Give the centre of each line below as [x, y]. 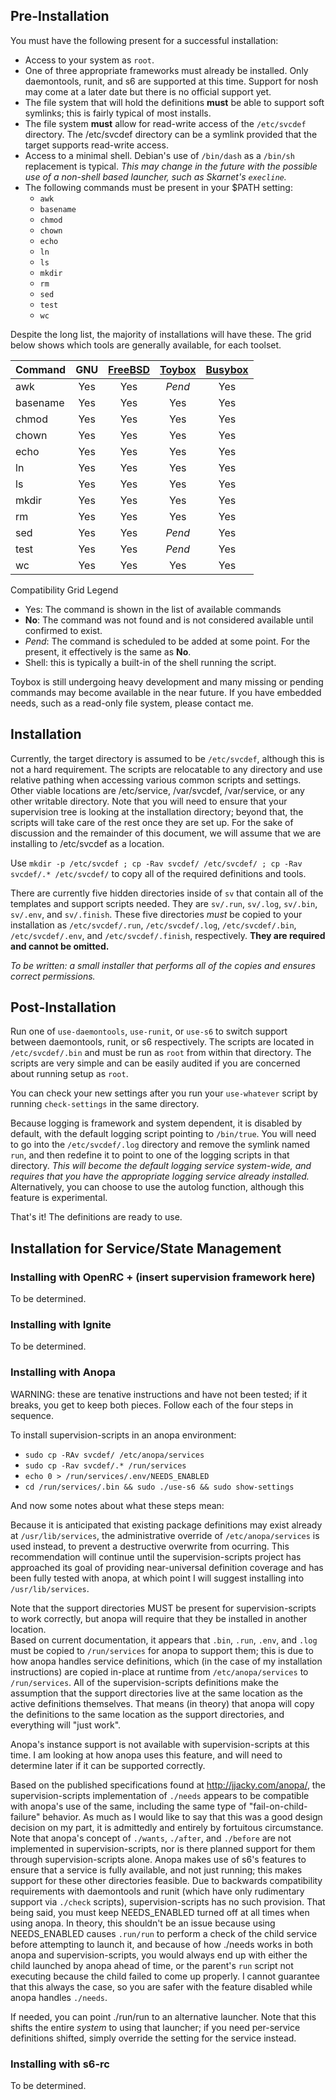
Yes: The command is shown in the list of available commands [153, 609]
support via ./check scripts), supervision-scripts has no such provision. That [168, 1901]
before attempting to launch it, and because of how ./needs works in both [161, 1944]
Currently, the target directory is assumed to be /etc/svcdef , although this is [167, 758]
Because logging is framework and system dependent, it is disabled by [156, 1123]
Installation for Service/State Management [146, 1248]
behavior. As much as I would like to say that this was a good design [182, 1816]
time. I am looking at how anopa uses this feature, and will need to [146, 1755]
